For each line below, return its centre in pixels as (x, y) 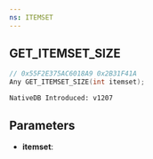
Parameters (42, 125)
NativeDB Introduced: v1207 (61, 99)
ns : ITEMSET (31, 17)
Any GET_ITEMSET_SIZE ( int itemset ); (77, 82)
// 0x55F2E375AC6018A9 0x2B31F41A (73, 74)
